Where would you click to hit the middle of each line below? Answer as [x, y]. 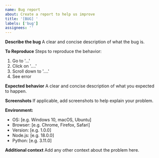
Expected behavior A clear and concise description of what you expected [80, 86]
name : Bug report [23, 10]
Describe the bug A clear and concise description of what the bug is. [75, 42]
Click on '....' [24, 66]
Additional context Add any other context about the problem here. [72, 150]
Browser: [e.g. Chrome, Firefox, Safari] [51, 125]
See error [22, 77]
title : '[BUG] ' [22, 19]
